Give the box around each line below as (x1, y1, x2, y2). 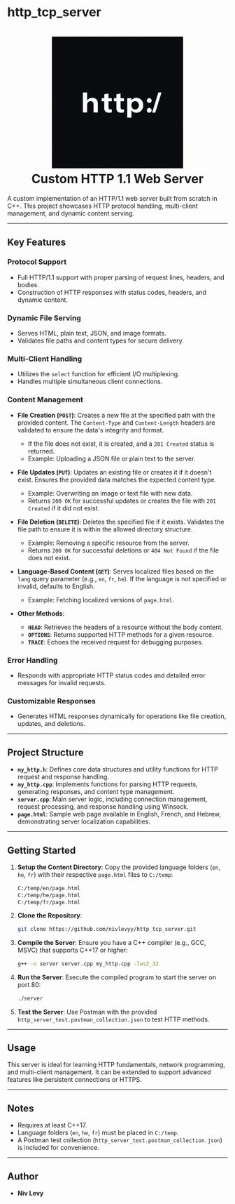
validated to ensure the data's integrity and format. (17, 425, 164, 434)
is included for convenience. (17, 1144, 99, 1152)
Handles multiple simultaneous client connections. (17, 377, 163, 386)
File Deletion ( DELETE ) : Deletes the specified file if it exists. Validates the (17, 517, 225, 526)
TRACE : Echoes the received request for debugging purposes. (27, 637, 204, 646)
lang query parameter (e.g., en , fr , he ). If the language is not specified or (17, 574, 227, 583)
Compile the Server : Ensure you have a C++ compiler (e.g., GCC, (17, 938, 206, 946)
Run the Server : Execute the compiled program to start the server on (17, 973, 217, 981)
